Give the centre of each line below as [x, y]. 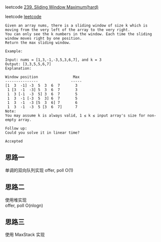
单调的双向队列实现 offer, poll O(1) [39, 170]
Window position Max [42, 77]
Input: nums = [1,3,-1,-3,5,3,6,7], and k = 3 [53, 60]
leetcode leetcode [23, 16]
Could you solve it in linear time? [42, 133]
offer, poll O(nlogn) [24, 205]
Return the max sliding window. [38, 43]
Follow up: [16, 128]
